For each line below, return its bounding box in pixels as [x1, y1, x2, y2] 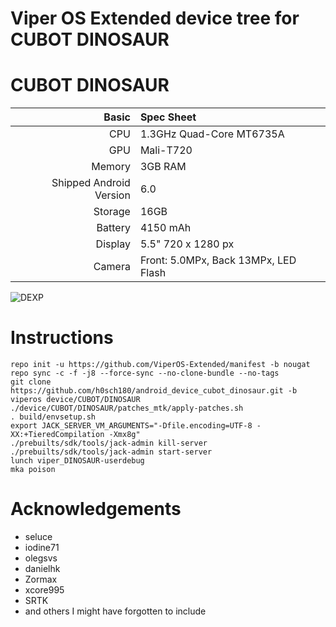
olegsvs [24, 552, 58, 564]
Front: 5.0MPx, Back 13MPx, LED [139, 253, 297, 267]
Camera [93, 260, 131, 274]
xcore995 [24, 584, 65, 596]
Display [95, 237, 131, 251]
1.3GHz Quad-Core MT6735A [139, 127, 285, 141]
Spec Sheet [139, 110, 197, 124]
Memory [91, 160, 131, 174]
